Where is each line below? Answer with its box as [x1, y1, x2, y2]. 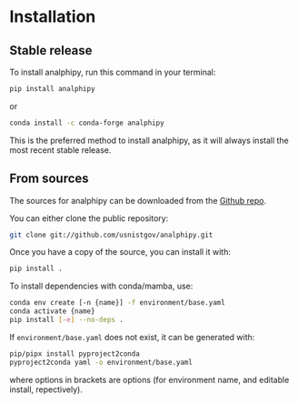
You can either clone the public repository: [9, 212, 169, 224]
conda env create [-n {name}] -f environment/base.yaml [9, 298, 225, 308]
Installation [9, 6, 96, 27]
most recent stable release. [9, 144, 112, 156]
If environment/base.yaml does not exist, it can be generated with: [9, 331, 255, 342]
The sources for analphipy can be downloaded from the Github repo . [9, 195, 266, 206]
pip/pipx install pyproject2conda [9, 348, 141, 359]
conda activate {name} [9, 307, 95, 316]
